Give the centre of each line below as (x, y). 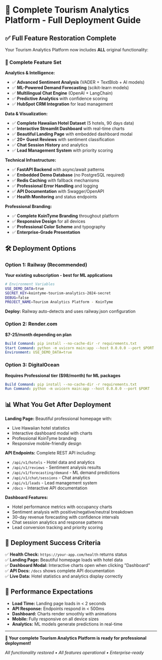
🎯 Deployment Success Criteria (53, 543)
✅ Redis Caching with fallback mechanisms (56, 180)
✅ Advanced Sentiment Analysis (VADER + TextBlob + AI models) (78, 82)
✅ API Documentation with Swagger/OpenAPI (58, 192)
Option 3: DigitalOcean (32, 365)
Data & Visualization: (27, 114)
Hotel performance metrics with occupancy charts (62, 507)
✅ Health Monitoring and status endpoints (54, 197)
